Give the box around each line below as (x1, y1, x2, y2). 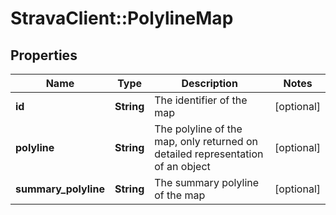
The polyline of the (154, 122, 243, 136)
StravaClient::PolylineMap (10, 7, 234, 30)
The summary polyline (154, 176, 260, 189)
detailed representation (154, 147, 264, 161)
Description (181, 77, 238, 90)
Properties (10, 47, 78, 64)
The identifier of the (154, 93, 248, 107)
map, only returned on (154, 135, 258, 148)
